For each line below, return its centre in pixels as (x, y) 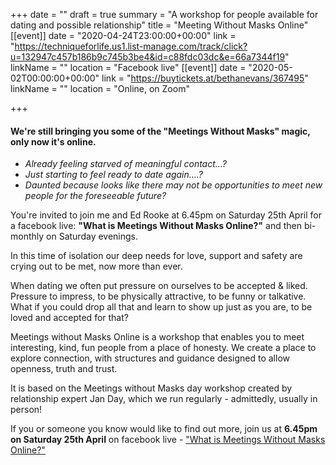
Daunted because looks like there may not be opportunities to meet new (173, 185)
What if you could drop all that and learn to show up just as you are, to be (161, 307)
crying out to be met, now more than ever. (96, 266)
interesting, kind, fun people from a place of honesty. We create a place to (163, 348)
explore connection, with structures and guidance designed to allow (150, 358)
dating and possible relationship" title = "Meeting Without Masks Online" (159, 25)
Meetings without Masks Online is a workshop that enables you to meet (157, 337)
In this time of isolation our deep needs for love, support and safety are (156, 256)
